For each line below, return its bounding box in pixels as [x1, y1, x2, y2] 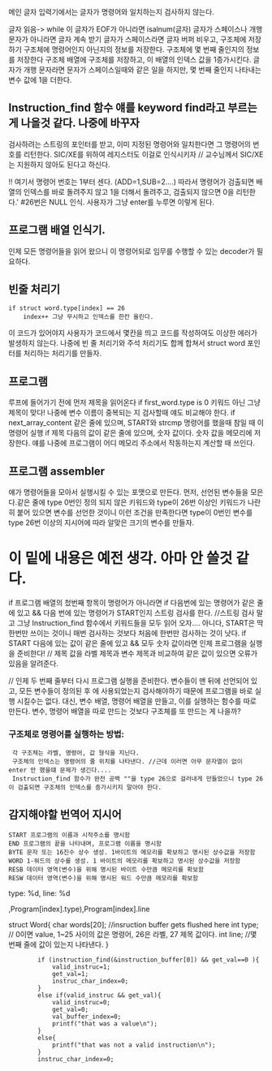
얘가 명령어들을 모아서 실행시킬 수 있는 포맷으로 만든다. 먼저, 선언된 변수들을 [8, 488, 249, 497]
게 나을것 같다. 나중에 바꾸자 [8, 116, 140, 130]
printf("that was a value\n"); [51, 1020, 158, 1028]
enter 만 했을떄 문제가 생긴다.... [8, 766, 112, 775]
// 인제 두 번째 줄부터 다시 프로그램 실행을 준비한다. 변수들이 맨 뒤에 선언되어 [8, 676, 249, 686]
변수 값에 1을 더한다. [8, 75, 72, 84]
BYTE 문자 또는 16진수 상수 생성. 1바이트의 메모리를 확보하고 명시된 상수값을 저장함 [8, 849, 256, 857]
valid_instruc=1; [51, 963, 111, 971]
